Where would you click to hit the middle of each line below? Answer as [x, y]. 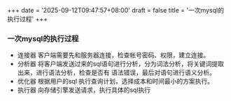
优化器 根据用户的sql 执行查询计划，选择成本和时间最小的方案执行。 [115, 81]
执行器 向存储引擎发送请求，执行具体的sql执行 [84, 90]
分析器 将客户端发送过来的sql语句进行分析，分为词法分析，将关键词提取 [121, 64]
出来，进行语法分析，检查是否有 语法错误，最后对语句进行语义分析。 [116, 72]
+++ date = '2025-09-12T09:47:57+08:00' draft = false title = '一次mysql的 [115, 10]
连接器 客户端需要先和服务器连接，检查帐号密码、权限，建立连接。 [113, 55]
